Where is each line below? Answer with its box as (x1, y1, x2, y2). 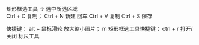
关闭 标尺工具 (6, 33, 40, 40)
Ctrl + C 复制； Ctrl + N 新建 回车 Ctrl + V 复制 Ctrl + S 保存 (6, 12, 153, 20)
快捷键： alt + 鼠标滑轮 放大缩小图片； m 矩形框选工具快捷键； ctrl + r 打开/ (6, 25, 193, 32)
